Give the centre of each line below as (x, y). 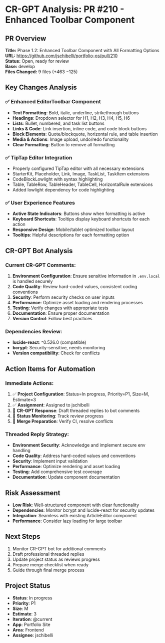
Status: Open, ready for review (37, 61)
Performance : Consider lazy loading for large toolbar (67, 521)
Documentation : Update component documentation (66, 477)
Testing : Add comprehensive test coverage (57, 472)
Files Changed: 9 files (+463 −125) (41, 72)
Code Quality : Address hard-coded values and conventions (74, 456)
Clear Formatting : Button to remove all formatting (63, 144)
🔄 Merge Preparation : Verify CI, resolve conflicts (63, 421)
